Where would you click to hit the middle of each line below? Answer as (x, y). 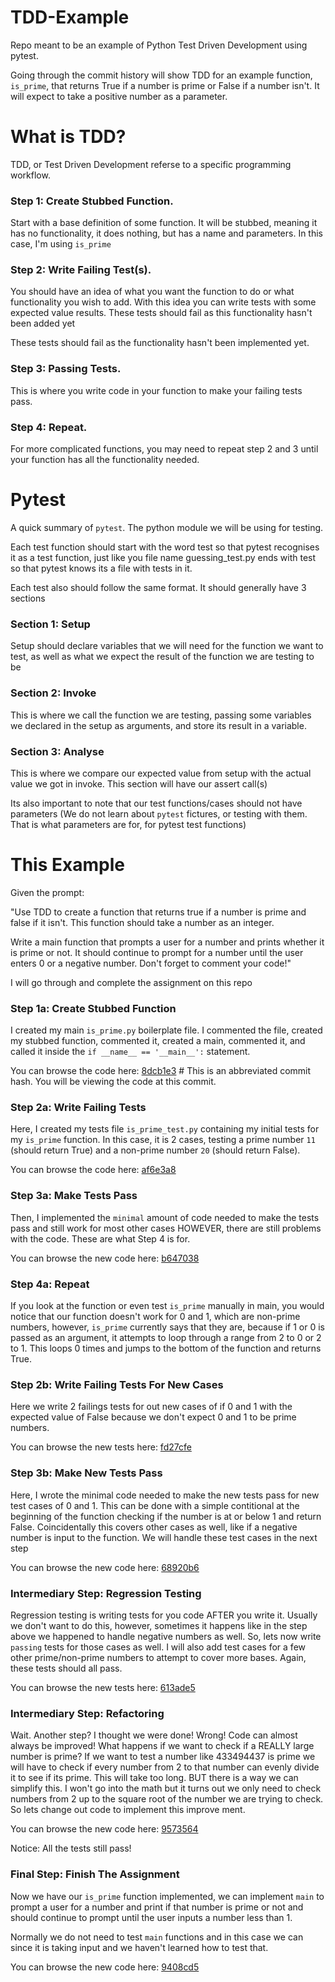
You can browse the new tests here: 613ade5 (103, 1687)
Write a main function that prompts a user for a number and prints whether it (167, 942)
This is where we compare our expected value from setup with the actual (161, 773)
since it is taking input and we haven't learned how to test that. (139, 1947)
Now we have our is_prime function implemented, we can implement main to (167, 1896)
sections (28, 598)
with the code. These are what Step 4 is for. (100, 1238)
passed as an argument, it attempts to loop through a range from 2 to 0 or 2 (166, 1338)
